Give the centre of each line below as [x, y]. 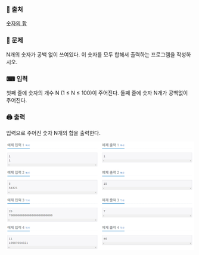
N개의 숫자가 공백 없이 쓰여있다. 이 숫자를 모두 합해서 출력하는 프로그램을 [91, 54]
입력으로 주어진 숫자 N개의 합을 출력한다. [54, 133]
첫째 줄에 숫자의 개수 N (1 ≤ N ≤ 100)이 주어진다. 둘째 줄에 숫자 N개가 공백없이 [97, 93]
